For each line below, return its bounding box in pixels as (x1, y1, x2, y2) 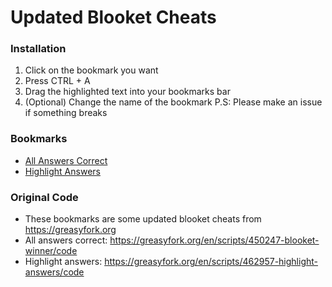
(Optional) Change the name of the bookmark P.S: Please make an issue (24, 96, 323, 108)
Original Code (10, 190, 79, 204)
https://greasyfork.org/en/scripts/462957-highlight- (104, 256, 318, 268)
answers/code (24, 266, 85, 278)
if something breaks (24, 107, 108, 119)
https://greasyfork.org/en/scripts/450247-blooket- (109, 234, 320, 246)
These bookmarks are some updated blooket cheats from (24, 213, 262, 225)
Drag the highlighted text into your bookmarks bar (24, 86, 231, 98)
